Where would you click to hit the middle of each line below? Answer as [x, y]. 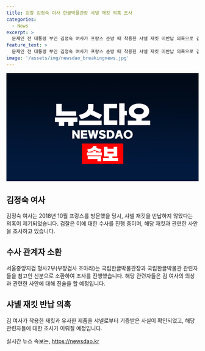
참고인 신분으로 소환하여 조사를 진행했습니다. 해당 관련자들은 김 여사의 [101, 276]
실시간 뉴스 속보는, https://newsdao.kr [53, 341]
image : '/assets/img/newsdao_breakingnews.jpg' [68, 58]
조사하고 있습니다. [34, 231]
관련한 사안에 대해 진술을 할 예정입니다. [59, 283]
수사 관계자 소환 [34, 252]
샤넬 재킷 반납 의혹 [39, 305]
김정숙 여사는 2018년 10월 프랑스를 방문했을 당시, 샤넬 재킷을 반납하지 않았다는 [100, 216]
